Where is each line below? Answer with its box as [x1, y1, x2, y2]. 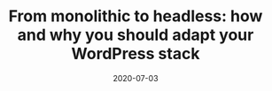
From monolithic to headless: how [8, 6, 263, 27]
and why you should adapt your [17, 25, 254, 45]
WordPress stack [71, 44, 200, 64]
